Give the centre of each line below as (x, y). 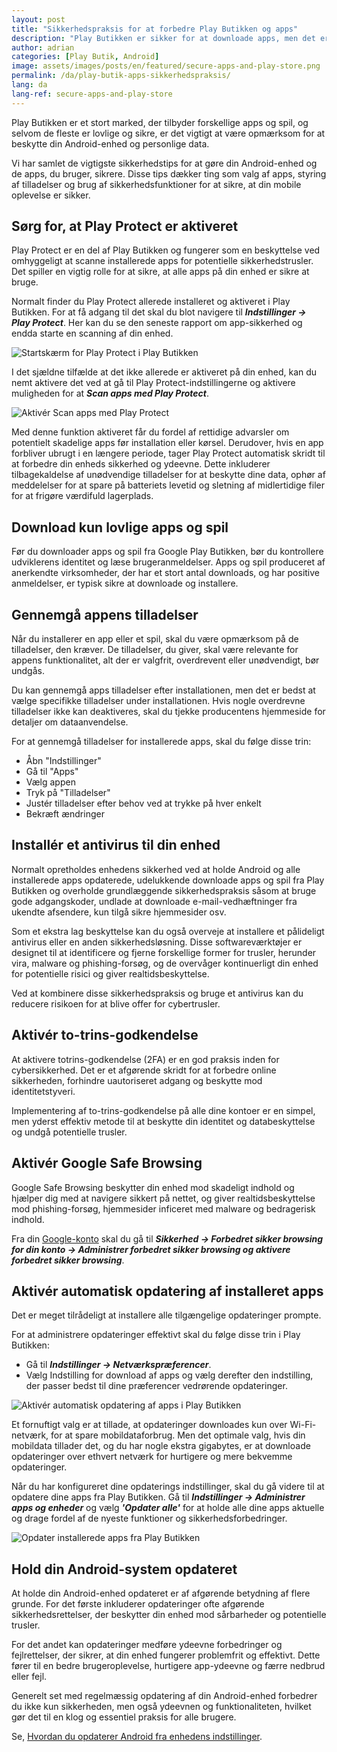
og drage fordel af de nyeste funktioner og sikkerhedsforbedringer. (149, 1518)
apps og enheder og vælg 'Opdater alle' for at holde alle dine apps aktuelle (168, 1508)
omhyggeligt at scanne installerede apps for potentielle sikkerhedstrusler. (162, 261)
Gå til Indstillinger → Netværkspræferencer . (118, 1365)
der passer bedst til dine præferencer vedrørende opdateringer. (156, 1386)
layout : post (38, 19)
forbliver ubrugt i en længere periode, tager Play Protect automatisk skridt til (168, 453)
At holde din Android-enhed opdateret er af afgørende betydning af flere (161, 1593)
